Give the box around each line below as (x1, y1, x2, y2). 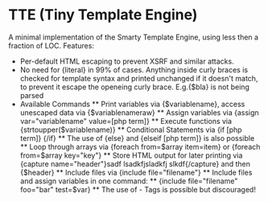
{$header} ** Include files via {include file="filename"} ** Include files (19, 167, 253, 177)
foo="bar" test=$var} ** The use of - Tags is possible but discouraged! (19, 184, 256, 194)
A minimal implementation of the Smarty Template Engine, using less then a (8, 32, 259, 42)
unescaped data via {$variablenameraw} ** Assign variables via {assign (19, 107, 259, 117)
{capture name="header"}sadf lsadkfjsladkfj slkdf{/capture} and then (19, 159, 251, 168)
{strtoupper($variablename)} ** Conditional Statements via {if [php (19, 125, 243, 134)
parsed (19, 90, 44, 100)
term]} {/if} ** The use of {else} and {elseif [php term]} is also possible (19, 133, 255, 142)
